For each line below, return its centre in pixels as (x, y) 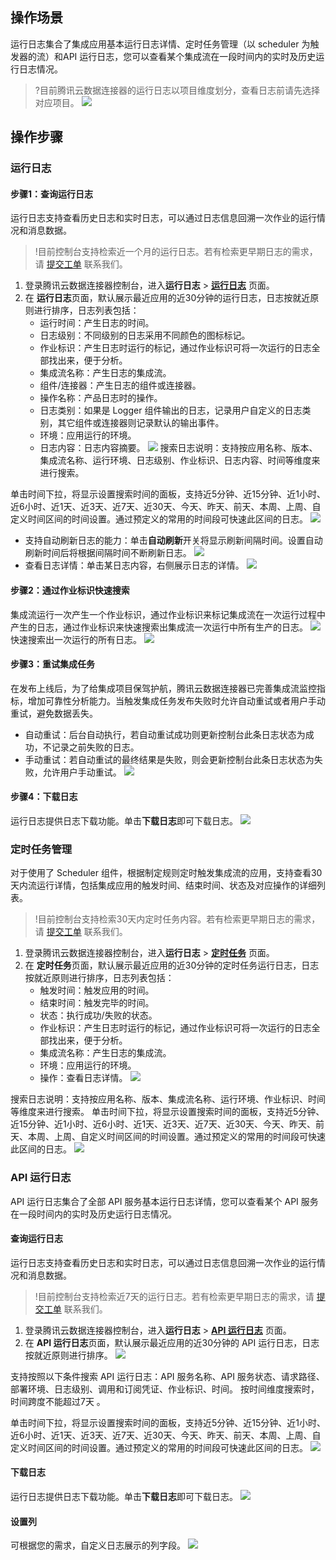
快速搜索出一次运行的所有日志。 (76, 639)
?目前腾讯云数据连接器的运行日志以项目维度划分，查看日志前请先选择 (177, 90)
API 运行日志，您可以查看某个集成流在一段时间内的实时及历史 (189, 56)
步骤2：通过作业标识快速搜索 (70, 590)
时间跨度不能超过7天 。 (58, 1401)
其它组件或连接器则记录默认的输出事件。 (141, 423)
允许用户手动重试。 (82, 772)
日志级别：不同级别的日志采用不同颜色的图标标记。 (145, 335)
